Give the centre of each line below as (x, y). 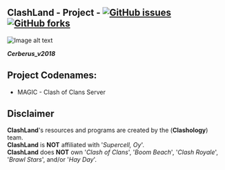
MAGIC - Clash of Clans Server (61, 92)
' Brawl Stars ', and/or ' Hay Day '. (52, 160)
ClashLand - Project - (54, 13)
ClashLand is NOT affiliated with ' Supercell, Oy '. (76, 145)
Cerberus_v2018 (31, 53)
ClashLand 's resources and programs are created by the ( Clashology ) (108, 130)
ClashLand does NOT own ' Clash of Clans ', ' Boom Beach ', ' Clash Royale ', (113, 152)
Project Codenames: (52, 76)
